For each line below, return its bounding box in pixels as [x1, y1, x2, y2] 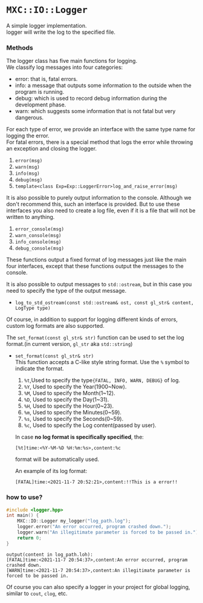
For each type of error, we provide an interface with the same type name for [6, 126, 196, 133]
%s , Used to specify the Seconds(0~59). [24, 416, 124, 423]
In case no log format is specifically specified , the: [14, 434, 144, 441]
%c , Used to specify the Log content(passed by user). [24, 422, 157, 429]
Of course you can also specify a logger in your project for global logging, [6, 583, 190, 590]
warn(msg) [14, 165, 40, 171]
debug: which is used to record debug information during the [14, 95, 167, 102]
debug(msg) [14, 177, 43, 183]
